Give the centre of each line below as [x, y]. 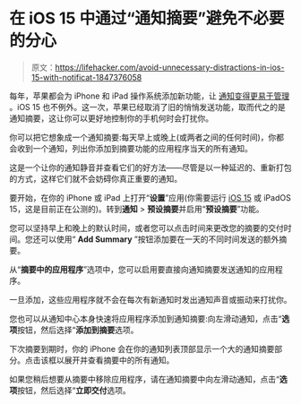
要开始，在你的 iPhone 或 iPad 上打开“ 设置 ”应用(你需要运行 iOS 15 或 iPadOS [150, 197]
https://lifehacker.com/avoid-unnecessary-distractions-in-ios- [170, 67]
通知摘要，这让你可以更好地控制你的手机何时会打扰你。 [111, 118]
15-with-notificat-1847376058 [86, 77]
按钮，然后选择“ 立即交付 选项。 [74, 390]
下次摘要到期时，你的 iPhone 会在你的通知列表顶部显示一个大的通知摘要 [142, 348]
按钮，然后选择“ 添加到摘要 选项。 [78, 330]
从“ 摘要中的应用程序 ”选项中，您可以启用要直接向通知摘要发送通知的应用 [142, 269]
